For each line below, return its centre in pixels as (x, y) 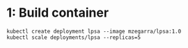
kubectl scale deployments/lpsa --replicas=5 (73, 37)
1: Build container (58, 13)
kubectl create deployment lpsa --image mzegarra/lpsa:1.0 (94, 31)
